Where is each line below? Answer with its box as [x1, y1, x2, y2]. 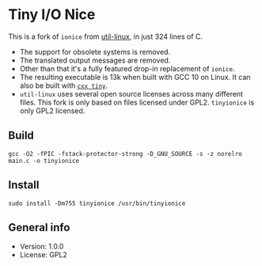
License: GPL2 [19, 250, 67, 260]
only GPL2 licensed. [19, 105, 85, 116]
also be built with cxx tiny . [19, 81, 108, 90]
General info [8, 220, 70, 234]
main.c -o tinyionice [8, 157, 80, 165]
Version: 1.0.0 [19, 241, 64, 251]
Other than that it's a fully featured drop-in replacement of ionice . [19, 63, 235, 73]
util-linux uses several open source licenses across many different [19, 89, 244, 98]
